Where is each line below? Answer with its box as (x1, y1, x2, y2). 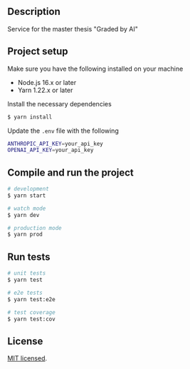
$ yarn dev (7, 211, 40, 218)
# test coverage (7, 308, 56, 316)
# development (7, 186, 50, 193)
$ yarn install (7, 113, 53, 121)
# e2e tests (7, 289, 43, 296)
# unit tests (7, 270, 46, 277)
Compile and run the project (7, 166, 134, 178)
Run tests (7, 251, 51, 263)
